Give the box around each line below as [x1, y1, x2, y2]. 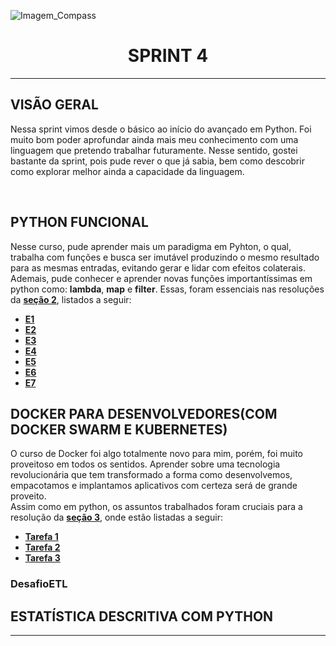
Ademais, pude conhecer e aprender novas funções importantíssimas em [10, 272, 313, 284]
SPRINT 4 [127, 45, 209, 67]
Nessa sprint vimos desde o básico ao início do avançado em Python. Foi [10, 123, 312, 135]
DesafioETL [10, 577, 68, 591]
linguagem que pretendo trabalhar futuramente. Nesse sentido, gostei [10, 144, 298, 156]
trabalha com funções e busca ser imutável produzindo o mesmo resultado [10, 251, 320, 263]
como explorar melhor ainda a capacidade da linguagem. [10, 165, 245, 177]
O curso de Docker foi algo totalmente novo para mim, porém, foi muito [10, 448, 303, 460]
